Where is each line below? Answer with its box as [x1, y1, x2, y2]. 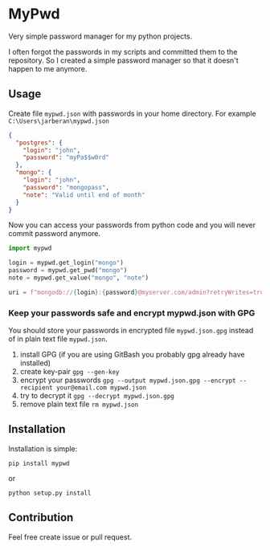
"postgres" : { [15, 138, 63, 147]
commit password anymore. [8, 229, 101, 238]
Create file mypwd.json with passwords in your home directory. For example [8, 108, 256, 118]
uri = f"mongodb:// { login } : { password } [8, 288, 138, 296]
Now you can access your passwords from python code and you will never [8, 220, 256, 230]
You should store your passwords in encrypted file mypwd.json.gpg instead [8, 326, 254, 336]
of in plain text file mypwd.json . [8, 334, 108, 344]
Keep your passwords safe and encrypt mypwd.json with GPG [8, 307, 256, 318]
